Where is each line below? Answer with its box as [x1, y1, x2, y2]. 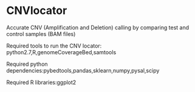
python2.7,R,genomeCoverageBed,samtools [6, 48, 117, 55]
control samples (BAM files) [6, 30, 76, 37]
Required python [6, 60, 48, 68]
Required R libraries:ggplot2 [6, 79, 77, 86]
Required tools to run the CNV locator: [6, 42, 102, 49]
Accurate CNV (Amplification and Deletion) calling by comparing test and [6, 24, 190, 31]
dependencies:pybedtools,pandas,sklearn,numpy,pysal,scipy [6, 66, 160, 74]
